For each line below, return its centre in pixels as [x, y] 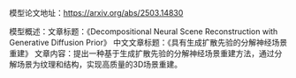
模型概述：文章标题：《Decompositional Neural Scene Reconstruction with [144, 32]
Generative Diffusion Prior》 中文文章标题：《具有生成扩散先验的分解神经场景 [148, 43]
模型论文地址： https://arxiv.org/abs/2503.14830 [96, 13]
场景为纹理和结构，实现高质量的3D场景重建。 [99, 64]
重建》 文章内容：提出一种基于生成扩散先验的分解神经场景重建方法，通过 [142, 53]
